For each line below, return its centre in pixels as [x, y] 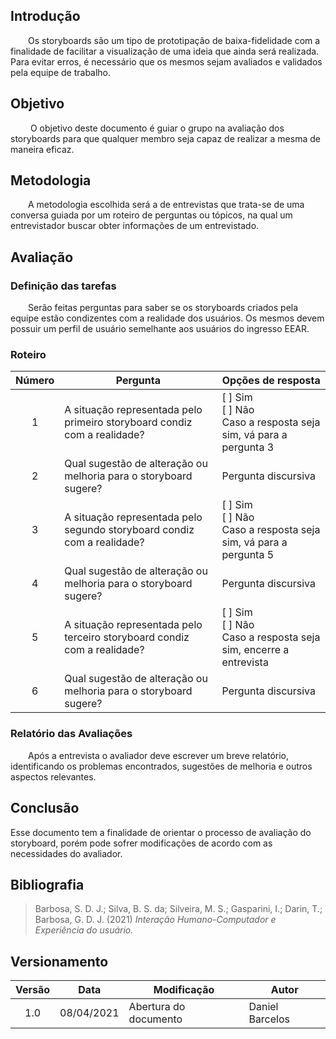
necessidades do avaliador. [66, 853]
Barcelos [269, 1019]
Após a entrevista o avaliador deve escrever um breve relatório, [159, 755]
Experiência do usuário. [84, 930]
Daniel [263, 1007]
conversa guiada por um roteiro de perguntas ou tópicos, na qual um [151, 215]
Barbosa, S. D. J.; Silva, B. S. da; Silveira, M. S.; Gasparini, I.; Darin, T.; [178, 909]
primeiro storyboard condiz [128, 422]
